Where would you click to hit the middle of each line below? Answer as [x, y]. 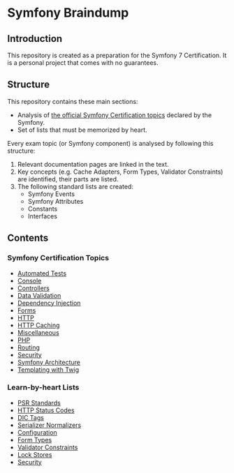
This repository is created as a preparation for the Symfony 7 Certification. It [117, 55]
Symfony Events [51, 194]
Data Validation [39, 295]
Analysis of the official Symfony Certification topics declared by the [114, 115]
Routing [29, 347]
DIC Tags [30, 417]
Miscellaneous [38, 332]
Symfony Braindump [68, 13]
